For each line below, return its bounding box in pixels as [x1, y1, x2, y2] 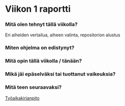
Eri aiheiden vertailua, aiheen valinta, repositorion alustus [5, 32, 121, 38]
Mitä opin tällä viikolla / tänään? [5, 57, 82, 64]
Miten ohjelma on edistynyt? [5, 44, 75, 51]
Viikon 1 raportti [5, 3, 71, 15]
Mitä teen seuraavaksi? [5, 84, 62, 91]
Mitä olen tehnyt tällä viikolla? [5, 21, 78, 28]
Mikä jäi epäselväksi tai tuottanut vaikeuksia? [5, 71, 116, 78]
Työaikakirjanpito [5, 95, 40, 101]
